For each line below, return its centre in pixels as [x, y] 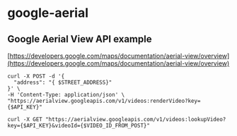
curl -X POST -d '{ [36, 76]
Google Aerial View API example [80, 39]
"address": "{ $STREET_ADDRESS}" [63, 82]
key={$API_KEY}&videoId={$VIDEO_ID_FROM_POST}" [79, 125]
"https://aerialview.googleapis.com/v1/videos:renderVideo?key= [104, 101]
